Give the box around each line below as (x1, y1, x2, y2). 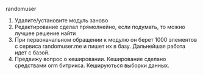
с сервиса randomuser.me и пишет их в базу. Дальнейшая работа (14, 42, 186, 50)
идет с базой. (14, 49, 50, 56)
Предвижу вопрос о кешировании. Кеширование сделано (14, 56, 166, 62)
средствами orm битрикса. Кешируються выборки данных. (14, 62, 170, 69)
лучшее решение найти (14, 30, 76, 37)
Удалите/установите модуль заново (14, 17, 109, 24)
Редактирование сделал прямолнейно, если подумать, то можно (14, 24, 185, 30)
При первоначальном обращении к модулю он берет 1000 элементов (14, 36, 198, 43)
